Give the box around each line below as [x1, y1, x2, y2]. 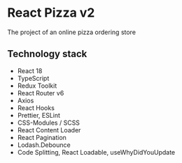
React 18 [17, 66, 43, 75]
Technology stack [7, 48, 87, 60]
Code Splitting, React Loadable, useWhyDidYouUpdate [17, 148, 176, 156]
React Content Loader [17, 125, 81, 134]
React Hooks [17, 103, 55, 112]
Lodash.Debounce [17, 141, 71, 149]
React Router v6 [17, 88, 64, 97]
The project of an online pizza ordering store [7, 28, 136, 36]
